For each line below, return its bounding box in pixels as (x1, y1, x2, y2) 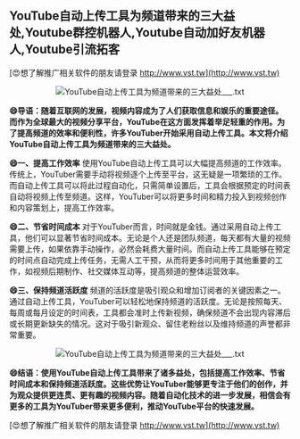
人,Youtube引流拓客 (9, 42, 121, 57)
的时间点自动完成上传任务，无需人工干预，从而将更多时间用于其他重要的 (9, 254, 275, 265)
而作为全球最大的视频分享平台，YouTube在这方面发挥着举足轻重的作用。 (9, 116, 278, 127)
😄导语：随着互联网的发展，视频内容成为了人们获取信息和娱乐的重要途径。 (9, 105, 284, 116)
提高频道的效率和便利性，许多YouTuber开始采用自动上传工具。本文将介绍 (16, 128, 288, 138)
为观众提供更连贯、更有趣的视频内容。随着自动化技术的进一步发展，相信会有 (9, 389, 291, 400)
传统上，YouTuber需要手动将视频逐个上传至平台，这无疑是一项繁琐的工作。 (9, 169, 287, 179)
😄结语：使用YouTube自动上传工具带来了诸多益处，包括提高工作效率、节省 (9, 367, 286, 377)
